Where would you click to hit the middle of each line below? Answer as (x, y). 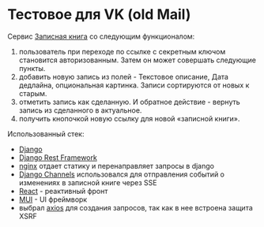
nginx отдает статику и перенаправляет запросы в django (117, 166)
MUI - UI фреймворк (53, 199)
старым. (33, 93)
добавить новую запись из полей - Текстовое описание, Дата (123, 76)
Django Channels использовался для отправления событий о (121, 174)
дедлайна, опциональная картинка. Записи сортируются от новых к (134, 85)
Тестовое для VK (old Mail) (99, 15)
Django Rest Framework (58, 157)
